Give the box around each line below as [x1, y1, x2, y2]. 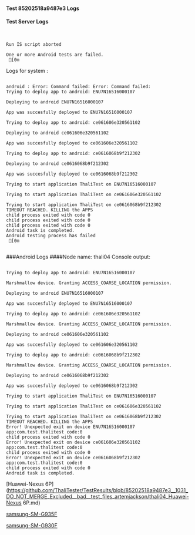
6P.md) [22, 499, 41, 506]
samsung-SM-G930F [6, 521, 58, 529]
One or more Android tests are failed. [6, 52, 104, 58]
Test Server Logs [6, 18, 49, 25]
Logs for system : [6, 67, 49, 74]
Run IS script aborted [6, 41, 62, 47]
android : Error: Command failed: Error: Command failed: [6, 83, 151, 89]
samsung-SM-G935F [6, 510, 58, 517]
